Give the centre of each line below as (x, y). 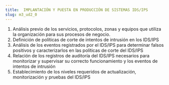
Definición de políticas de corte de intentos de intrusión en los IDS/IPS (86, 39)
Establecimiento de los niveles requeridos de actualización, (74, 71)
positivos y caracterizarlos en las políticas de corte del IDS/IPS (78, 50)
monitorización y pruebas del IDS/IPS (51, 77)
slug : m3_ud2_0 (21, 15)
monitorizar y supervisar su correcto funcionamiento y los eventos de (85, 61)
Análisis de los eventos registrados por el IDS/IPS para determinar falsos (88, 45)
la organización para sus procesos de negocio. (61, 34)
